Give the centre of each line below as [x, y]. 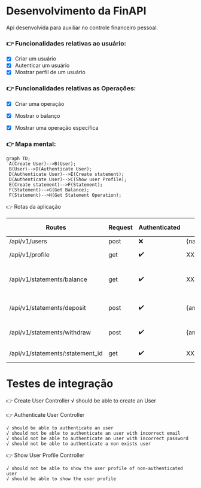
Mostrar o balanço [37, 115]
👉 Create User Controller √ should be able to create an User [81, 401]
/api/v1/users [28, 242]
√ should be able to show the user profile [61, 479]
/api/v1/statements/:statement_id [56, 353]
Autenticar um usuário [42, 65]
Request [121, 227]
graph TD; [19, 159]
